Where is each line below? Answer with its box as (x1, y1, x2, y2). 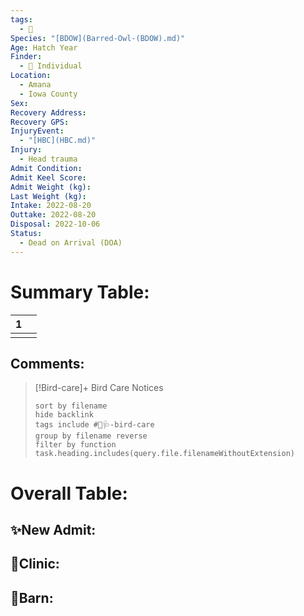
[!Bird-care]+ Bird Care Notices (34, 382, 164, 394)
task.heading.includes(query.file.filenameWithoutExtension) (34, 449, 296, 459)
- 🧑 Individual (19, 61, 83, 71)
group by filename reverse (34, 431, 148, 441)
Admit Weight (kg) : (10, 182, 92, 192)
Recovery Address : (10, 107, 87, 118)
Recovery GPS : (10, 117, 70, 127)
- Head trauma (19, 154, 78, 164)
